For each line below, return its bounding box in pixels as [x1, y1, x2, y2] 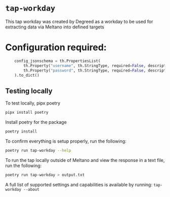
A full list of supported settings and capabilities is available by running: [5, 181, 153, 187]
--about [23, 187, 39, 192]
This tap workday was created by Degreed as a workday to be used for [5, 18, 153, 24]
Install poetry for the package [5, 119, 67, 125]
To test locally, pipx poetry [5, 100, 61, 106]
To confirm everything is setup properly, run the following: [5, 138, 126, 144]
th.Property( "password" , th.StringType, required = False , [23, 68, 146, 73]
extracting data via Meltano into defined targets [5, 24, 105, 30]
